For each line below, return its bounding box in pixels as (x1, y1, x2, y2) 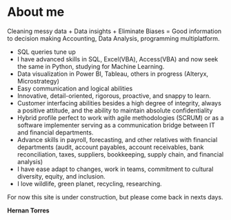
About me (7, 4, 65, 20)
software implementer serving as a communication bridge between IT (17, 121, 216, 129)
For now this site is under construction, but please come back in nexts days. (7, 192, 223, 201)
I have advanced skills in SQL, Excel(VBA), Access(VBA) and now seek (17, 54, 219, 63)
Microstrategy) (17, 77, 60, 85)
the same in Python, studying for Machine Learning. (17, 62, 165, 70)
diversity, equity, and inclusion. (17, 172, 106, 180)
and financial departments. (17, 128, 94, 137)
